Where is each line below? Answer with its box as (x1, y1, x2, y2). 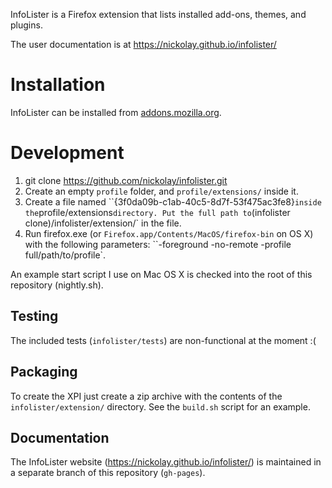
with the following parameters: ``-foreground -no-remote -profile (24, 238, 292, 250)
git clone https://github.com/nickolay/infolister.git (24, 174, 228, 186)
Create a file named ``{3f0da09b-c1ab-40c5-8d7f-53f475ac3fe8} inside (24, 195, 322, 208)
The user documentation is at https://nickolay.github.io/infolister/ (10, 39, 277, 50)
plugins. (10, 19, 43, 31)
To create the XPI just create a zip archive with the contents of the (10, 390, 283, 402)
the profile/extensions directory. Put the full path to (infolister (24, 206, 291, 218)
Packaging (10, 364, 78, 381)
